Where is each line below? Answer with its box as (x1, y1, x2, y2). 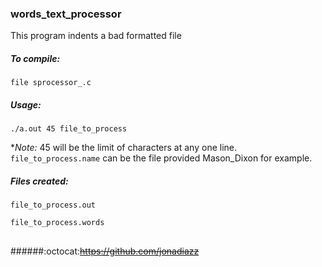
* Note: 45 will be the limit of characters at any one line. (10, 142, 237, 154)
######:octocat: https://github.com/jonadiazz (10, 245, 200, 257)
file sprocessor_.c (10, 78, 92, 88)
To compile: (10, 52, 61, 64)
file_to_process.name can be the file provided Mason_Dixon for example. (10, 152, 313, 164)
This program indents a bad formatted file (10, 30, 182, 42)
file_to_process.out (10, 200, 97, 211)
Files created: (10, 175, 69, 187)
